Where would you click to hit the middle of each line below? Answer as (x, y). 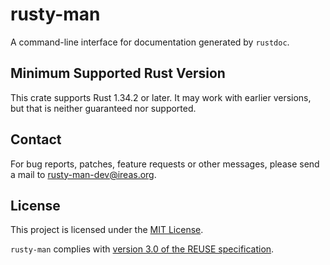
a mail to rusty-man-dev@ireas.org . (83, 174)
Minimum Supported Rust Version (118, 73)
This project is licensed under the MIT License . (107, 230)
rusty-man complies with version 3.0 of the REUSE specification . (142, 249)
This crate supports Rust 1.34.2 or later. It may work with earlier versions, (161, 97)
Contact (36, 139)
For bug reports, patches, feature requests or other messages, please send (165, 164)
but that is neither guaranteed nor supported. (103, 108)
